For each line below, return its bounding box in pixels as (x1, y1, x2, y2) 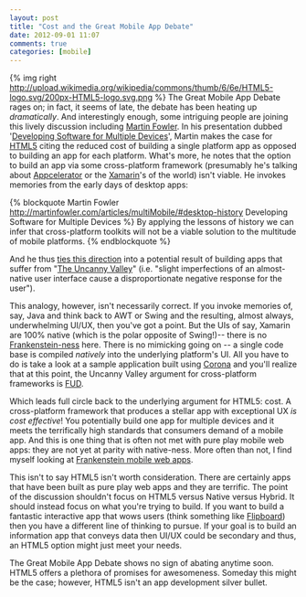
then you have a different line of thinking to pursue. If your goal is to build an (9, 520, 297, 531)
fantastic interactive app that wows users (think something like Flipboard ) (9, 511, 286, 522)
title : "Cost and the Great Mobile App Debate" (9, 22, 195, 31)
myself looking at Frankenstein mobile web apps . (9, 454, 194, 465)
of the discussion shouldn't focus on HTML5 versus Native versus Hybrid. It (9, 491, 295, 503)
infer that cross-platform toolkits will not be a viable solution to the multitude (9, 226, 297, 238)
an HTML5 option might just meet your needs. (9, 540, 183, 551)
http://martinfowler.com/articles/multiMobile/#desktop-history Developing (9, 207, 289, 218)
